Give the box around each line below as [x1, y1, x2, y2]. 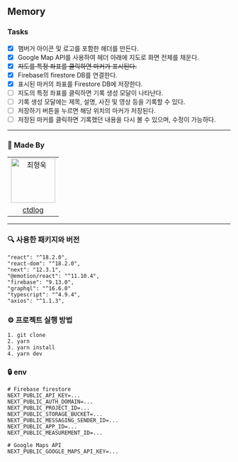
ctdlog [22, 205, 44, 215]
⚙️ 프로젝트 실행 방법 [7, 315, 73, 325]
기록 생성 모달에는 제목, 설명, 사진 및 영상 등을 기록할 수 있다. [17, 97, 186, 106]
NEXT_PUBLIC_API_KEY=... [7, 392, 81, 399]
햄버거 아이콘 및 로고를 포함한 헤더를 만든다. [17, 44, 140, 53]
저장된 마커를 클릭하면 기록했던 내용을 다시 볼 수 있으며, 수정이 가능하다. [17, 115, 216, 124]
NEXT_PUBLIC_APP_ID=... [7, 423, 78, 431]
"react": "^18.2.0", [7, 254, 69, 261]
